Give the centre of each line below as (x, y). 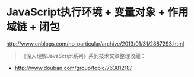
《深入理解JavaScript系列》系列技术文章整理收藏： (83, 56)
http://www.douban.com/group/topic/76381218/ (73, 68)
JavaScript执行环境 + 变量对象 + (86, 12)
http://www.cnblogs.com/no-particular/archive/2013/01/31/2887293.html (95, 44)
